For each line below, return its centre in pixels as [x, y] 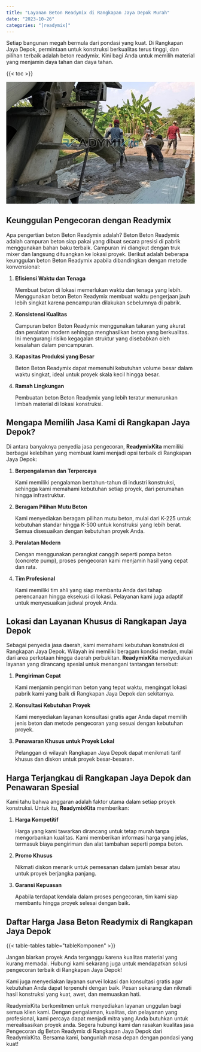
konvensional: [23, 267]
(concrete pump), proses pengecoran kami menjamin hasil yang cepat [101, 560]
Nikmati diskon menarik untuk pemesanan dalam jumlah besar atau [98, 867]
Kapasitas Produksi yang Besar [54, 356]
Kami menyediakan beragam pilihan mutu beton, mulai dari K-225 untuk [103, 518]
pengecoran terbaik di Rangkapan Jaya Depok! [64, 970]
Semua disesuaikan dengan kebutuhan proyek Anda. [80, 531]
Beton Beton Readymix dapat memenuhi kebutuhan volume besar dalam [104, 368]
